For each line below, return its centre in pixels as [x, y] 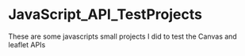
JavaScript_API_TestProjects [105, 15]
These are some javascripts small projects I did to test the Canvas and [123, 36]
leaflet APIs [27, 44]
